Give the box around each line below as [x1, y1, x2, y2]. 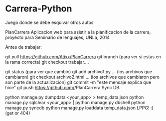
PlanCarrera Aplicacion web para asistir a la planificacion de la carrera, [5, 29, 151, 35]
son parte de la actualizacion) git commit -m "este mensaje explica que [5, 79, 152, 85]
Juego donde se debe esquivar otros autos [5, 19, 94, 25]
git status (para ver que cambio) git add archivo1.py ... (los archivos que [5, 68, 153, 75]
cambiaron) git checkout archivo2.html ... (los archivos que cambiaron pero [5, 74, 160, 80]
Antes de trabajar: [5, 44, 42, 50]
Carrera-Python [5, 3, 72, 14]
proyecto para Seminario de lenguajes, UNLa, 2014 [5, 34, 110, 40]
